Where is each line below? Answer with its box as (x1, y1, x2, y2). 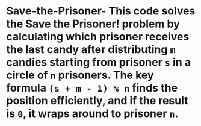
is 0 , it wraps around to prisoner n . (6, 107, 179, 121)
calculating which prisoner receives (6, 30, 190, 43)
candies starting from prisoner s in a (6, 55, 191, 69)
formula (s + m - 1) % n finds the (6, 81, 178, 95)
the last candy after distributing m (6, 43, 176, 57)
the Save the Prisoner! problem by (6, 17, 181, 31)
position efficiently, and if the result (6, 94, 188, 108)
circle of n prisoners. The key (6, 68, 155, 82)
